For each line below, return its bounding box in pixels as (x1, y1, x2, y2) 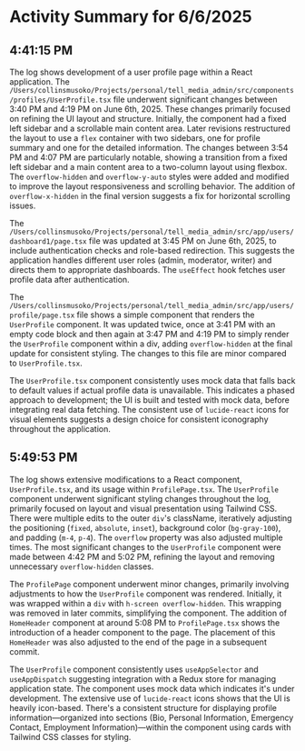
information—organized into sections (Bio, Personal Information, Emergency (9, 712, 294, 723)
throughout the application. (9, 424, 112, 434)
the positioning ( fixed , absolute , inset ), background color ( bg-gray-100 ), (9, 522, 281, 533)
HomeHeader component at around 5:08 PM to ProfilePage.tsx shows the (9, 616, 280, 628)
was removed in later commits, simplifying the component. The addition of (9, 607, 288, 618)
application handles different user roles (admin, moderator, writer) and (9, 255, 272, 265)
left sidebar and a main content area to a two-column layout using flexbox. (9, 162, 288, 172)
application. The (9, 76, 70, 87)
